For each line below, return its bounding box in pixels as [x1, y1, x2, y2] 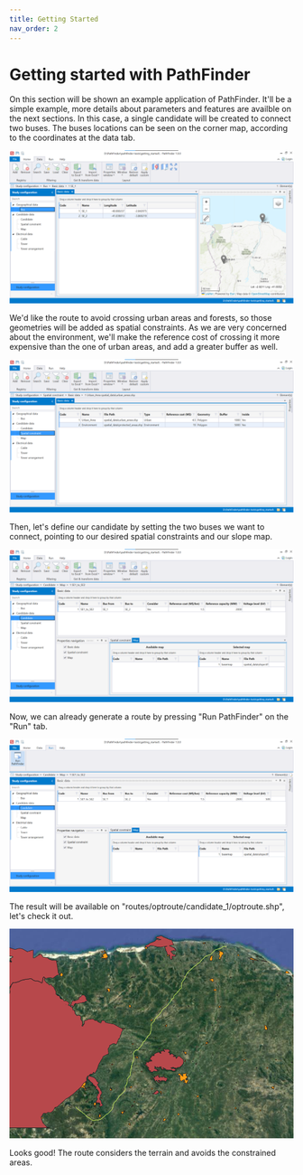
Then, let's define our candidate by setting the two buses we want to [9, 521, 265, 532]
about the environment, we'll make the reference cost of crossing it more [9, 332, 280, 343]
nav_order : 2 [9, 23, 59, 33]
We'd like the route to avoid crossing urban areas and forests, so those [9, 313, 272, 324]
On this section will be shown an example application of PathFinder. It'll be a [9, 94, 292, 105]
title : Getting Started [9, 14, 99, 23]
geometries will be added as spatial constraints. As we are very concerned [9, 322, 287, 334]
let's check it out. [9, 910, 74, 921]
